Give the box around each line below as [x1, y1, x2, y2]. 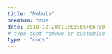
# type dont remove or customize [7, 29, 106, 37]
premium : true [7, 17, 49, 24]
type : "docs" [7, 36, 49, 43]
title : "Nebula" [7, 10, 55, 18]
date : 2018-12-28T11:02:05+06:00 [7, 23, 106, 30]
